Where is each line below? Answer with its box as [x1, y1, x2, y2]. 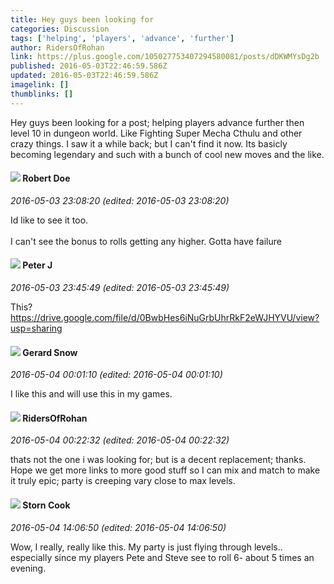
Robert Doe [22, 172, 71, 185]
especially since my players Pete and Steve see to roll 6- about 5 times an [10, 551, 315, 563]
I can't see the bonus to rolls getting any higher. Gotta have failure [10, 235, 282, 247]
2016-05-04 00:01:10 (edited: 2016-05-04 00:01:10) [10, 369, 223, 381]
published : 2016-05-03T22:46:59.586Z [10, 61, 168, 71]
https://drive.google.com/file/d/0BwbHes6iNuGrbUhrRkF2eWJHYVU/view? [10, 312, 320, 324]
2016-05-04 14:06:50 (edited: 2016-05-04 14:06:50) [10, 521, 227, 533]
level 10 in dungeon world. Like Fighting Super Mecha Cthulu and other [10, 127, 303, 139]
